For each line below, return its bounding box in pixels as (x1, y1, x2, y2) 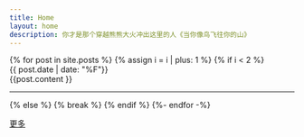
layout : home (9, 22, 59, 31)
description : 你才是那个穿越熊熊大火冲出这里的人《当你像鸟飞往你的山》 (9, 30, 252, 39)
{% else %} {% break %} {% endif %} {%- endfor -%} (9, 100, 211, 111)
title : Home (9, 13, 54, 23)
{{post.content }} (9, 74, 72, 85)
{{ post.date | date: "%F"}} (9, 64, 109, 75)
